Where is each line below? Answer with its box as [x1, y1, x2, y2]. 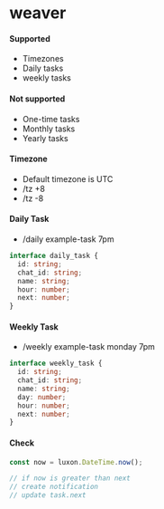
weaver [9, 3, 67, 24]
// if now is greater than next [9, 474, 131, 483]
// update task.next [9, 491, 87, 500]
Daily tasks [22, 62, 64, 74]
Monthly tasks [22, 123, 76, 134]
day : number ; [17, 392, 67, 401]
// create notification [9, 483, 99, 492]
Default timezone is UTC [22, 173, 114, 184]
